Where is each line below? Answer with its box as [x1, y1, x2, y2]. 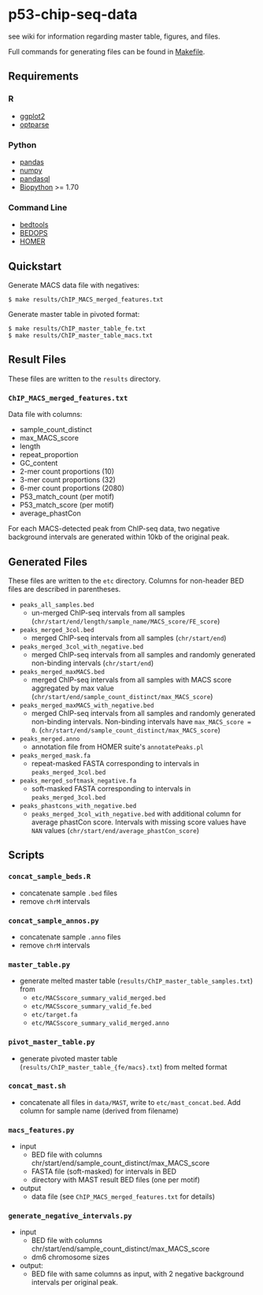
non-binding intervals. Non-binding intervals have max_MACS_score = [31, 716, 252, 726]
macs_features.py [8, 1126, 75, 1134]
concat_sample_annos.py [8, 916, 100, 925]
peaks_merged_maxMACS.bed [19, 668, 105, 675]
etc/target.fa [31, 1011, 78, 1019]
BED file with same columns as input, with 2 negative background [31, 1269, 244, 1278]
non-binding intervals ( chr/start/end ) [31, 658, 154, 668]
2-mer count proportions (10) [19, 467, 115, 476]
